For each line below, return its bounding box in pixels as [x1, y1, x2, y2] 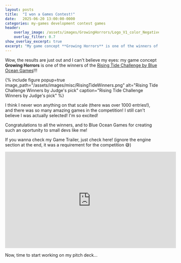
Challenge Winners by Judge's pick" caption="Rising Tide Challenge [5, 87, 143, 93]
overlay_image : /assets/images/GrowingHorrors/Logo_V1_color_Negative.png [14, 30, 169, 35]
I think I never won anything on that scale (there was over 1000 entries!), [5, 102, 150, 108]
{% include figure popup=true [5, 77, 65, 83]
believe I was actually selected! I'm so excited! [5, 112, 99, 118]
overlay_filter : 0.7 [14, 35, 56, 40]
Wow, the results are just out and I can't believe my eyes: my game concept [5, 57, 157, 63]
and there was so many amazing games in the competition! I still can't [5, 107, 145, 113]
